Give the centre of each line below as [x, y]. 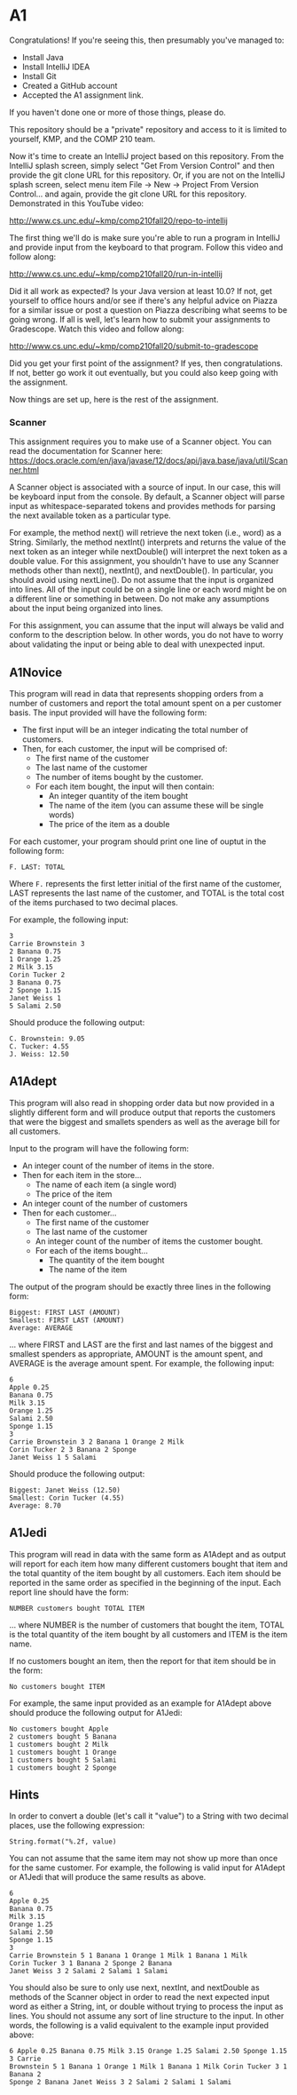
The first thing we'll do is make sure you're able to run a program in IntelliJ [145, 237]
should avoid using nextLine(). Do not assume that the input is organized [141, 580]
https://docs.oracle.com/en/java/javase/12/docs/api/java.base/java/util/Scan [148, 461]
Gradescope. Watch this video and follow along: [97, 329]
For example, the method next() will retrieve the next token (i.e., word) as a [145, 533]
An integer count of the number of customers [105, 1203]
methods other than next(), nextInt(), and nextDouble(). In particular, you [141, 570]
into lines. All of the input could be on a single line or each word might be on [148, 589]
